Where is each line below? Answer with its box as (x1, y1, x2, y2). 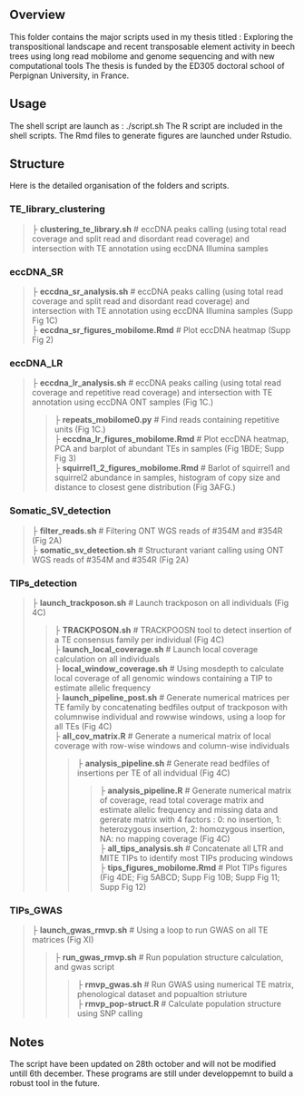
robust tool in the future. (9, 1078, 100, 1089)
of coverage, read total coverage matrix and (99, 794, 265, 806)
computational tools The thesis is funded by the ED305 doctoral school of (9, 60, 285, 71)
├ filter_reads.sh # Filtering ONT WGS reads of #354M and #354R (31, 525, 283, 536)
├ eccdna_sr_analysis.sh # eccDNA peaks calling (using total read (31, 286, 284, 298)
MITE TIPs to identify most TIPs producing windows (99, 852, 293, 863)
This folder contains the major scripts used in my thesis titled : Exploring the (9, 31, 293, 42)
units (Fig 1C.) (54, 424, 106, 435)
